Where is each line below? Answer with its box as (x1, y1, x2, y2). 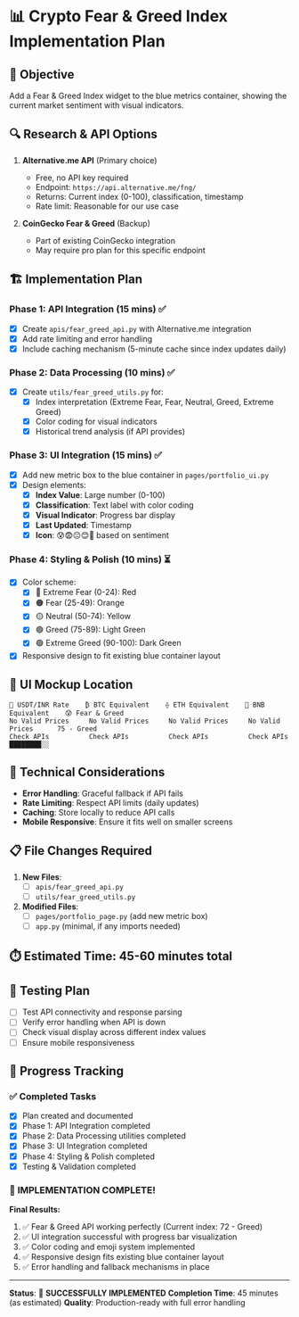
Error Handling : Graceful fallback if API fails (21, 788, 184, 799)
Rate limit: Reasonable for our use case (35, 201, 180, 211)
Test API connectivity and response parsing (21, 1006, 182, 1017)
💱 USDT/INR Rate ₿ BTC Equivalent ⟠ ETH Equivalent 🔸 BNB (9, 700, 265, 709)
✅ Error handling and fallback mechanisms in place (21, 1261, 210, 1271)
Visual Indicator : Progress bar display (35, 509, 176, 520)
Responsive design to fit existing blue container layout (21, 650, 221, 661)
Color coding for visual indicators (35, 416, 158, 427)
